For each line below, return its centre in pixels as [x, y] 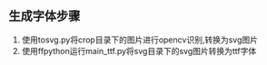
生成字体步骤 [44, 16]
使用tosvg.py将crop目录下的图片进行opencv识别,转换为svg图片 [140, 40]
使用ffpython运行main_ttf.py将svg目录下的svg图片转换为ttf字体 [139, 51]
